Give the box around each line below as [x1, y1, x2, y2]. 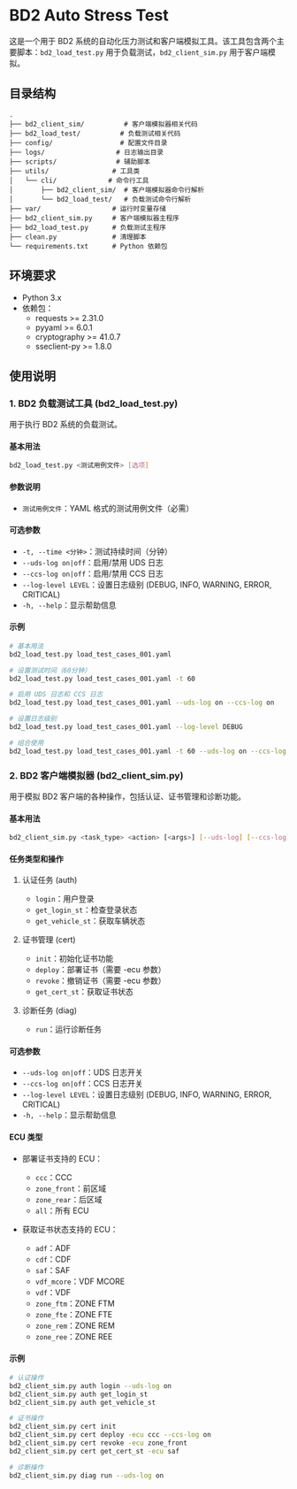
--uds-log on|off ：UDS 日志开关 [21, 1067, 143, 1078]
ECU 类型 [9, 1132, 43, 1142]
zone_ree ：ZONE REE [34, 1331, 113, 1341]
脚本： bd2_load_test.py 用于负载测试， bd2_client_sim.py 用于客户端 [16, 46, 269, 58]
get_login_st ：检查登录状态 [34, 904, 138, 916]
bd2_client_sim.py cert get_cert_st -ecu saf [9, 1447, 179, 1455]
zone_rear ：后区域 [34, 1194, 103, 1204]
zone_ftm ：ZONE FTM [34, 1298, 115, 1309]
